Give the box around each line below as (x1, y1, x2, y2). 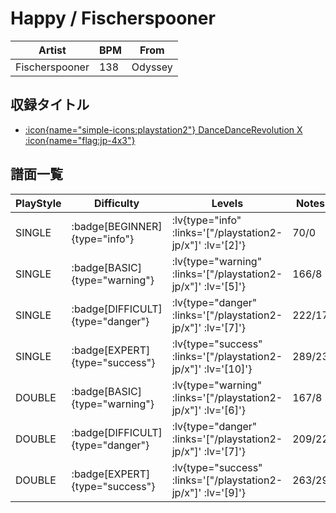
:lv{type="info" (171, 213, 242, 227)
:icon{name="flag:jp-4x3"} (24, 134, 136, 146)
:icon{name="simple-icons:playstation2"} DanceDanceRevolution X (24, 123, 303, 136)
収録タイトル (10, 97, 90, 114)
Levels (211, 196, 244, 210)
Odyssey (131, 60, 173, 74)
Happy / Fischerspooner (10, 7, 216, 30)
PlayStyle (15, 196, 62, 210)
